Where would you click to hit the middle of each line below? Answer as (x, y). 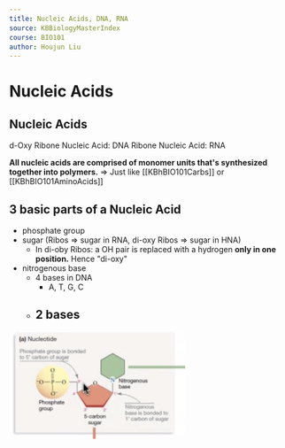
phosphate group (54, 231)
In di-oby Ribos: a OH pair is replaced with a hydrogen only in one (156, 250)
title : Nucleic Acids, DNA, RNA (69, 19)
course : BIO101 (37, 37)
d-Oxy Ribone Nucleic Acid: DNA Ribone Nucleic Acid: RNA (117, 145)
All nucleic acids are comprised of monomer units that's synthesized (139, 163)
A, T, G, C (66, 287)
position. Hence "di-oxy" (81, 259)
